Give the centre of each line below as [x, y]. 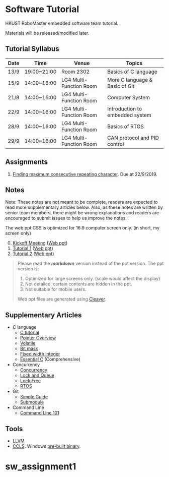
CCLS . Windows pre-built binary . [47, 446]
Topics [134, 63]
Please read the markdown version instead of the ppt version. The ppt [91, 264]
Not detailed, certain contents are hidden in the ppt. [78, 284]
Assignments [27, 162]
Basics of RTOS [126, 126]
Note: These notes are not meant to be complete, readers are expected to [81, 202]
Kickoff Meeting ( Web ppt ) [40, 243]
